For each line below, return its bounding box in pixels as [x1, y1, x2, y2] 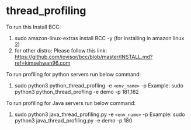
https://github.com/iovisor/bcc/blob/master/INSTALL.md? [14, 53, 153, 60]
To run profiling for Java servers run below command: [6, 99, 136, 106]
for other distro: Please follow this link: [14, 47, 107, 54]
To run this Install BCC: [6, 23, 61, 30]
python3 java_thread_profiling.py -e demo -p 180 [14, 117, 133, 124]
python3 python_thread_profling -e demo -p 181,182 [14, 88, 139, 95]
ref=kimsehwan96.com [14, 59, 71, 66]
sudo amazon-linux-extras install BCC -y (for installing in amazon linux [14, 34, 185, 41]
